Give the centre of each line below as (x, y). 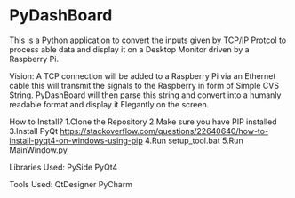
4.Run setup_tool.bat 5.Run (194, 140)
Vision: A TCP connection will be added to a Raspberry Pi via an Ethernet (143, 75)
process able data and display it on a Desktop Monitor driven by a (130, 49)
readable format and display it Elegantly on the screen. (109, 104)
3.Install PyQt (34, 131)
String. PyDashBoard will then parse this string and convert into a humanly (145, 95)
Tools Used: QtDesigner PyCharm (71, 184)
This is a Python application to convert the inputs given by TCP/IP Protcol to (148, 40)
